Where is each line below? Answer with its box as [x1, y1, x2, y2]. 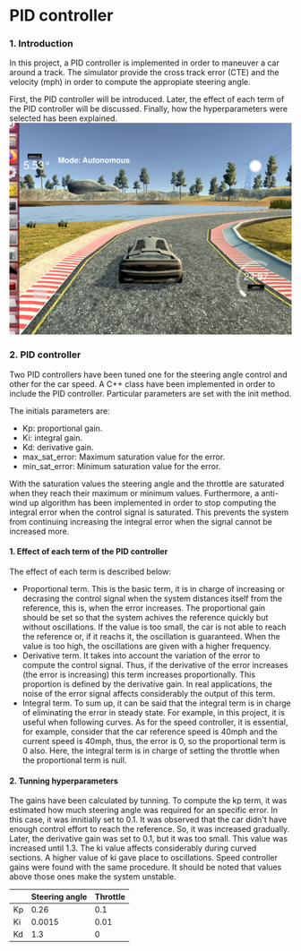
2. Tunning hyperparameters [9, 775, 119, 786]
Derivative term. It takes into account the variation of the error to [21, 650, 261, 661]
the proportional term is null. [21, 754, 127, 766]
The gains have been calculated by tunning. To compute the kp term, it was [9, 795, 288, 806]
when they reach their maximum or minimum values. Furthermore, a [9, 487, 260, 498]
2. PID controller [9, 348, 82, 361]
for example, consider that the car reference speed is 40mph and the [21, 726, 278, 737]
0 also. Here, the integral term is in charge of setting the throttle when [21, 745, 280, 756]
